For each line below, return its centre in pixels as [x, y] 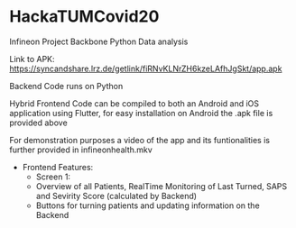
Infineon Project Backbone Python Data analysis [99, 41]
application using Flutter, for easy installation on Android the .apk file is [141, 113]
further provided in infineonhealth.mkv [81, 150]
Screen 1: [53, 177]
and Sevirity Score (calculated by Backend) [116, 196]
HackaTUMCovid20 [84, 17]
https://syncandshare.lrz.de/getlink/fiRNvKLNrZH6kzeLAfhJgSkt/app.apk [146, 68]
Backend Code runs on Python [66, 86]
